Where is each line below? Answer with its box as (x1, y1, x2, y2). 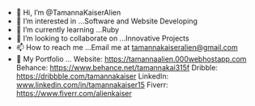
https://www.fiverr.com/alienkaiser (15, 89, 132, 98)
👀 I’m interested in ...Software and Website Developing (15, 16, 198, 26)
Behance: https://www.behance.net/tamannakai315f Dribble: (15, 63, 219, 72)
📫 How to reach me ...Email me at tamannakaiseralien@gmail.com (15, 43, 238, 52)
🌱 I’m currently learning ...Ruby (15, 25, 120, 34)
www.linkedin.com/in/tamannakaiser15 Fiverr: (15, 80, 168, 89)
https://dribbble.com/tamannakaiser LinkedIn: (15, 71, 169, 81)
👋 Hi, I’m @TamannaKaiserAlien (15, 8, 121, 17)
